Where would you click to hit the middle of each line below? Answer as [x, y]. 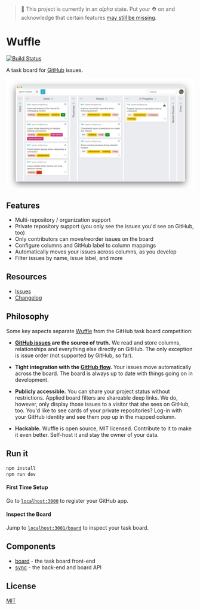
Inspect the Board [29, 514]
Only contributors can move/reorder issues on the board [84, 239]
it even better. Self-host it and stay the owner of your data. [87, 434]
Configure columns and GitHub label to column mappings [85, 246]
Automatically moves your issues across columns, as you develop [96, 252]
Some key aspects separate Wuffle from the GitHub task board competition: [99, 331]
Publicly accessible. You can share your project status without [92, 391]
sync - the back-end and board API [58, 567]
